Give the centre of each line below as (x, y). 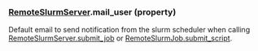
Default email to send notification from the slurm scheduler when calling (129, 30)
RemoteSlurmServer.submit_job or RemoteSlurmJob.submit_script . (120, 38)
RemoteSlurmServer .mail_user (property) (92, 12)
